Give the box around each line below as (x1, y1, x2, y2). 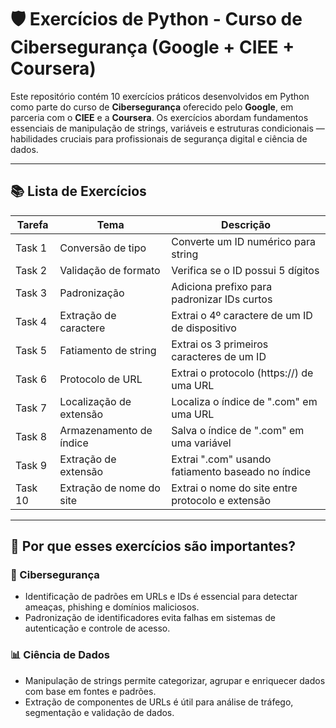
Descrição (221, 217, 272, 231)
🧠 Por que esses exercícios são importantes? (10, 538, 297, 555)
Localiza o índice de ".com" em (171, 394, 318, 408)
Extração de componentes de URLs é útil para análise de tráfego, (24, 696, 294, 708)
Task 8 (15, 429, 48, 443)
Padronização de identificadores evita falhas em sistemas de (24, 612, 276, 624)
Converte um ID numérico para (171, 234, 316, 248)
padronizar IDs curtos (171, 292, 273, 306)
